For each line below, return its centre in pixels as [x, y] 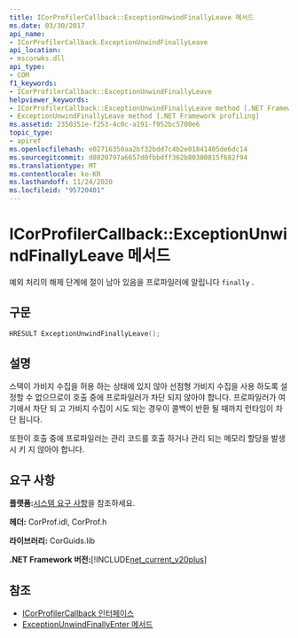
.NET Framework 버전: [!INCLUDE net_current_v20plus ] [108, 560]
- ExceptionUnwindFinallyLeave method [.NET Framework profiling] [134, 116]
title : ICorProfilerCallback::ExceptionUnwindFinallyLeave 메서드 [132, 17]
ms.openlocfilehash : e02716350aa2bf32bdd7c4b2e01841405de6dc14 [129, 149]
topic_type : [31, 133]
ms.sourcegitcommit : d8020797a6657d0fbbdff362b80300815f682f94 [129, 157]
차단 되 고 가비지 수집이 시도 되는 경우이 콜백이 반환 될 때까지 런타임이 [153, 408]
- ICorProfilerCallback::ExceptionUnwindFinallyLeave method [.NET [137, 108]
